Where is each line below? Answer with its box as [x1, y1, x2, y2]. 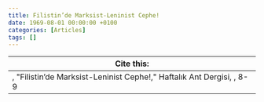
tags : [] [8, 33, 37, 42]
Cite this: [115, 58, 149, 69]
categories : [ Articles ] [8, 26, 86, 34]
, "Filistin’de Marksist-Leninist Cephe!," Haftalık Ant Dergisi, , [12, 71, 236, 82]
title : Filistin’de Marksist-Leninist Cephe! [8, 11, 159, 20]
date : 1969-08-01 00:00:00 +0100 [8, 19, 118, 27]
